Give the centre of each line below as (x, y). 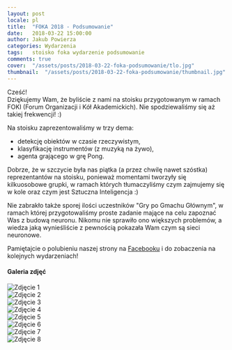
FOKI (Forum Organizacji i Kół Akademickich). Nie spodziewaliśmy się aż (111, 107)
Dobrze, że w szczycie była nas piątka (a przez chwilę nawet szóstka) (107, 169)
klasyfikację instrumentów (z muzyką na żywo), (86, 149)
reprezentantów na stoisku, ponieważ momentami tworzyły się (97, 177)
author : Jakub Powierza (42, 40)
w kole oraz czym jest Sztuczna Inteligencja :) (73, 192)
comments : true (29, 59)
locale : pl (23, 20)
